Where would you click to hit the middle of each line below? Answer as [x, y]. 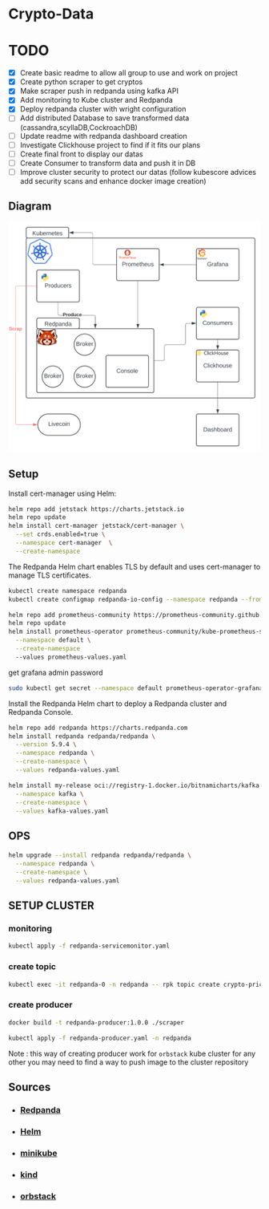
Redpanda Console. [41, 712]
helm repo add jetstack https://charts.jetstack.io [96, 509]
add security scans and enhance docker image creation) [113, 181]
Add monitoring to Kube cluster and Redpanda [96, 100]
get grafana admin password [56, 672]
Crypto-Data [51, 14]
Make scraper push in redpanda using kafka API [99, 91]
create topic [32, 967]
